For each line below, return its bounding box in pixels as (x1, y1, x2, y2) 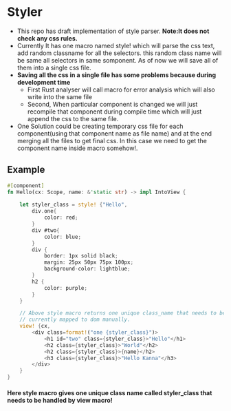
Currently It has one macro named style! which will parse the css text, (16, 41, 215, 50)
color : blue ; (43, 233, 81, 240)
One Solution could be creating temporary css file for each (16, 122, 184, 130)
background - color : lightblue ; (43, 266, 131, 273)
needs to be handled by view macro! (7, 396, 113, 404)
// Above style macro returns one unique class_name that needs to (19, 310, 217, 317)
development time (16, 78, 71, 86)
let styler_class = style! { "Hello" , (19, 201, 128, 209)
